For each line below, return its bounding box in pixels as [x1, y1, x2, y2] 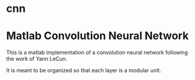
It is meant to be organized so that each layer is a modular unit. [6, 67, 162, 74]
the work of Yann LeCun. [6, 56, 68, 63]
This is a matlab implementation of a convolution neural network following [6, 49, 188, 56]
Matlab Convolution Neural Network [6, 29, 189, 43]
